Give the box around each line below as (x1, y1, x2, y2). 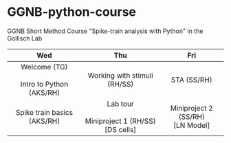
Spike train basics (15, 107, 74, 117)
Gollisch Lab (7, 34, 43, 42)
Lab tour (107, 99, 134, 109)
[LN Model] (173, 120, 210, 130)
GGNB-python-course (7, 4, 136, 20)
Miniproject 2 (170, 103, 213, 113)
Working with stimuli (87, 70, 153, 80)
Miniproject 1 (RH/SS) (85, 116, 156, 126)
